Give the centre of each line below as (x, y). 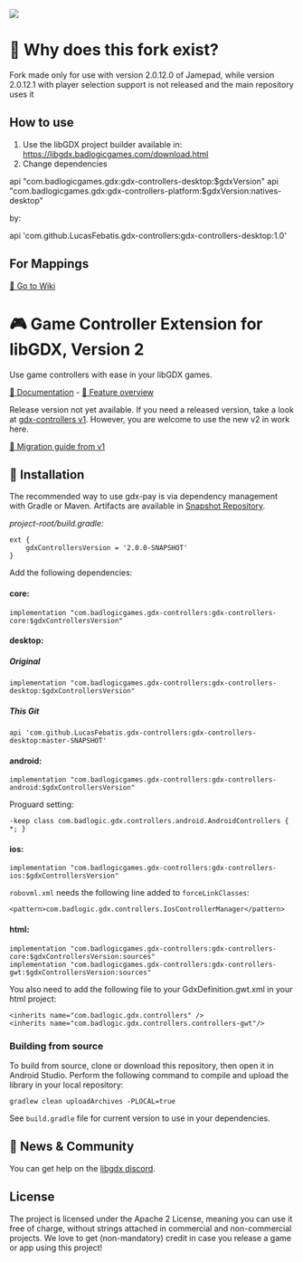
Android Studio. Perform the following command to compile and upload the (149, 1075)
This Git (24, 711)
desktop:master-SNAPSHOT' (58, 741)
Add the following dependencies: (71, 573)
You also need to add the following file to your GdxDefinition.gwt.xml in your (151, 989)
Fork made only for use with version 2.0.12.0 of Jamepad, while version (142, 75)
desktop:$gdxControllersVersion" (72, 691)
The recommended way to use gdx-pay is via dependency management (144, 497)
